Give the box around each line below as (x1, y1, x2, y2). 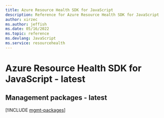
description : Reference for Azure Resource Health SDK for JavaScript (5, 12, 159, 17)
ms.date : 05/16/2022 (5, 26, 50, 32)
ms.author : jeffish (5, 21, 47, 27)
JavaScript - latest (5, 73, 86, 84)
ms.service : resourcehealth (5, 41, 66, 46)
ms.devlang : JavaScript (5, 36, 56, 41)
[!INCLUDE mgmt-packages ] (5, 107, 66, 113)
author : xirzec (5, 17, 38, 22)
